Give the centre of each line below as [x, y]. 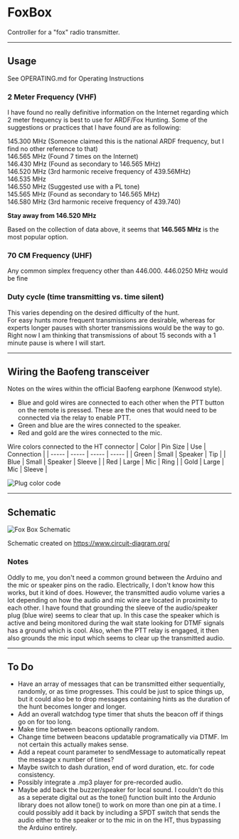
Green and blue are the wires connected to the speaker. [99, 425]
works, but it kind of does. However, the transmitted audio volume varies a [116, 593]
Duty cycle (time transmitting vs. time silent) [86, 297]
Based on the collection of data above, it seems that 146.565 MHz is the [113, 229]
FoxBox [30, 12]
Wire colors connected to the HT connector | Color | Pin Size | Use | [107, 447]
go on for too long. [45, 722]
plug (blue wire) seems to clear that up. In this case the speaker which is [114, 615]
